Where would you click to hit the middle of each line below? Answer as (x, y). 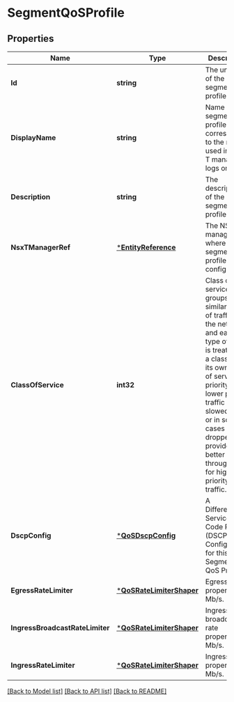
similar (216, 306)
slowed (217, 411)
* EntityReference (146, 247)
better (215, 454)
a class (217, 359)
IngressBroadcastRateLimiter (60, 628)
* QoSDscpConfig (146, 536)
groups (217, 298)
